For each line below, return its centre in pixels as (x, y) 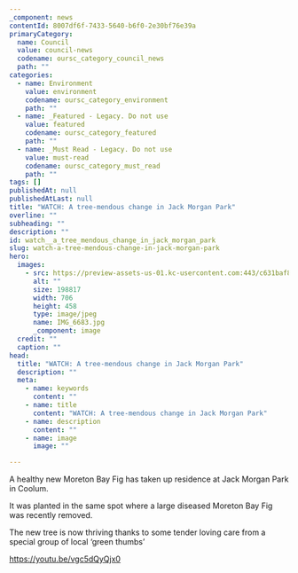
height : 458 (55, 306)
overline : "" (33, 215)
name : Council (43, 42)
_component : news (41, 17)
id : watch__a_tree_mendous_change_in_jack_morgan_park (113, 240)
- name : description (63, 421)
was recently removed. (51, 515)
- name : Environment (55, 83)
